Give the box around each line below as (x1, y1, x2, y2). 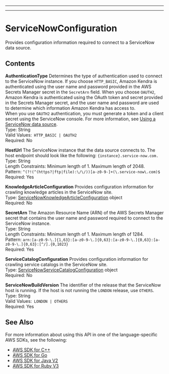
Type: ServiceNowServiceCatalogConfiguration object (5, 266, 118, 273)
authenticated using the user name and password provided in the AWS (5, 83, 152, 89)
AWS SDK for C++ (12, 347, 50, 353)
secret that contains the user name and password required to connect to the (5, 215, 163, 221)
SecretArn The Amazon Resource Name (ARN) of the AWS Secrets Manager (5, 209, 164, 215)
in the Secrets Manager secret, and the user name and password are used (5, 100, 159, 106)
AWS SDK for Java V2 (12, 357, 58, 363)
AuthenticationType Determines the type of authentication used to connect (5, 73, 162, 79)
